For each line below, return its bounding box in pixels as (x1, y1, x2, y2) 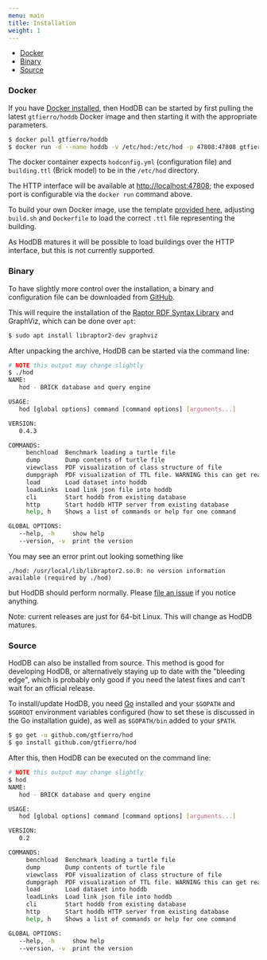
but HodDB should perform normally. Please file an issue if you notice (8, 587, 236, 597)
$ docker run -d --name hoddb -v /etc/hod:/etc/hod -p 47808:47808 (8, 142, 237, 151)
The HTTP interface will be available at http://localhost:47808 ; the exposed (8, 181, 254, 191)
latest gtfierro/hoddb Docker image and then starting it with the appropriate (8, 111, 257, 121)
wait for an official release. (8, 684, 95, 693)
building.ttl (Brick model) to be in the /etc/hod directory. (8, 166, 200, 175)
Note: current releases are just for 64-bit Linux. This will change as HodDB (8, 611, 253, 621)
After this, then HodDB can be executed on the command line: (8, 753, 211, 763)
